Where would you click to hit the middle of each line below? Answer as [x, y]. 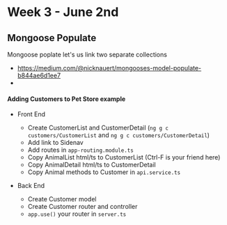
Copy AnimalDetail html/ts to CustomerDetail [92, 165]
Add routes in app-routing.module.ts [80, 150]
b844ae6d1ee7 [39, 75]
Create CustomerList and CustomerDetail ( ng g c [98, 128]
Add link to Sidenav [55, 143]
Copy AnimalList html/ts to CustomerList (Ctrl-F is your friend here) [124, 157]
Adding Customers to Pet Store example [66, 99]
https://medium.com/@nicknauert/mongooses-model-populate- [109, 68]
